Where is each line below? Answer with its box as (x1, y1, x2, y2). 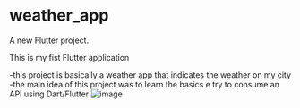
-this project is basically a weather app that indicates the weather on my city (9, 69, 292, 80)
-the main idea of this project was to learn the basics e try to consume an (9, 79, 280, 89)
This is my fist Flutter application (9, 52, 130, 62)
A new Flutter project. (9, 35, 90, 46)
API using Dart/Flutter (9, 88, 90, 99)
